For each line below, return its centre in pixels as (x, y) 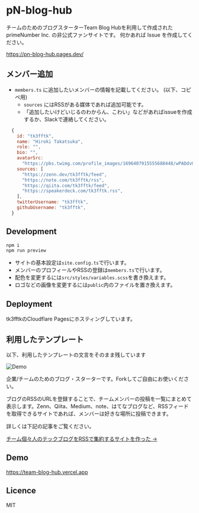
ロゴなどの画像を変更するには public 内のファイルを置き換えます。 (95, 285)
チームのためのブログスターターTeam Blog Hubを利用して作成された (90, 27)
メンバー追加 (30, 74)
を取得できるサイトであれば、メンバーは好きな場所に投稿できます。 (89, 413)
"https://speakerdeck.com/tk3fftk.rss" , (72, 191)
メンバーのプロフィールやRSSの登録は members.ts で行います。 (90, 270)
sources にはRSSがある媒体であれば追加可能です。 (85, 104)
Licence (21, 491)
